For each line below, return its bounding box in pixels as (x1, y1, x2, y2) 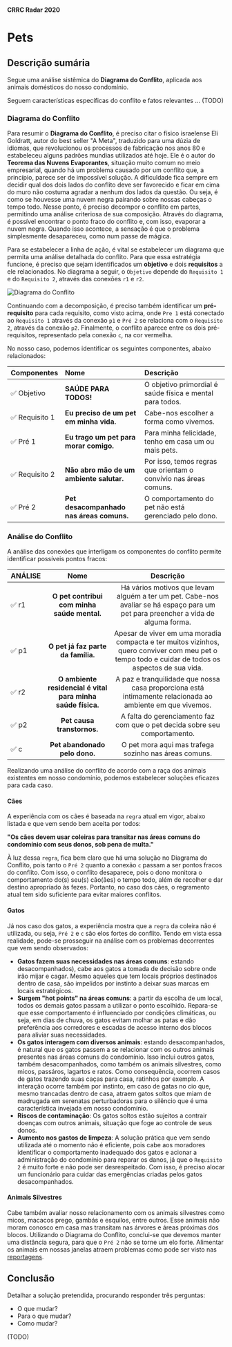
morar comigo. (64, 441, 114, 451)
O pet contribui (52, 592, 104, 601)
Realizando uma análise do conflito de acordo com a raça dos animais (7, 766, 206, 775)
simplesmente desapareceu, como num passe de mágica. (7, 232, 171, 240)
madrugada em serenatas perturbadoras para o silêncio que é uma (17, 1096, 209, 1105)
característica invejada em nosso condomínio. (17, 1104, 148, 1112)
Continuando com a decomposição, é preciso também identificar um (7, 301, 202, 310)
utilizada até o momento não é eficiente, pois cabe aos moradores (17, 1140, 206, 1149)
